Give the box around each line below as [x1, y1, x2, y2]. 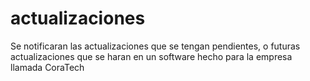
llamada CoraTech [10, 61, 85, 73]
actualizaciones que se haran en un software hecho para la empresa [10, 50, 293, 62]
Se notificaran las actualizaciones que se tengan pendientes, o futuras [10, 40, 301, 52]
